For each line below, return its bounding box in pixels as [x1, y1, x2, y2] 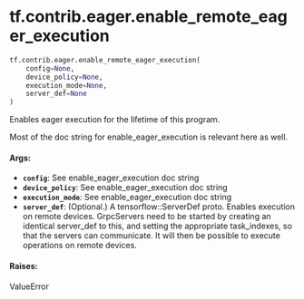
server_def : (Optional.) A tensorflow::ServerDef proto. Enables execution [22, 201, 296, 212]
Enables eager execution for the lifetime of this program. [9, 114, 221, 125]
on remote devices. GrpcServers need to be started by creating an [22, 211, 271, 222]
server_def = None [25, 89, 88, 99]
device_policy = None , [25, 72, 103, 82]
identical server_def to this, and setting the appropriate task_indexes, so [22, 220, 293, 232]
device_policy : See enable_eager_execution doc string [22, 182, 229, 193]
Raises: [9, 260, 38, 271]
